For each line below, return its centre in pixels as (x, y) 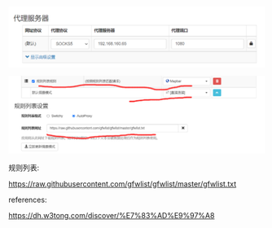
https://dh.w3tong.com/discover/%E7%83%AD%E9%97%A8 (112, 215)
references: (28, 199)
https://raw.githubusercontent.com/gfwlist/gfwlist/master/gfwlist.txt (123, 184)
